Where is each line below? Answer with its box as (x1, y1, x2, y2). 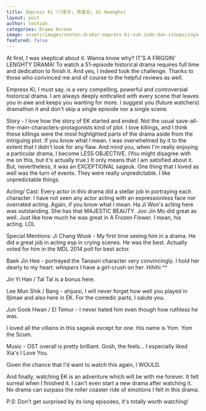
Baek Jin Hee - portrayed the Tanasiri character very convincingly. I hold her (6, 257, 200, 264)
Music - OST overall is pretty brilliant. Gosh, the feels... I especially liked (6, 343, 188, 350)
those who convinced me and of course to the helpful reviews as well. (6, 74, 183, 81)
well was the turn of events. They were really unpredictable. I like (6, 169, 170, 177)
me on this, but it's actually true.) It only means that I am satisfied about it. (6, 156, 193, 163)
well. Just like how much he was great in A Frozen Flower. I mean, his (6, 214, 181, 221)
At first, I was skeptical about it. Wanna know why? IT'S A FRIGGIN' (6, 55, 176, 61)
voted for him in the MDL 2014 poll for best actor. (6, 245, 131, 252)
